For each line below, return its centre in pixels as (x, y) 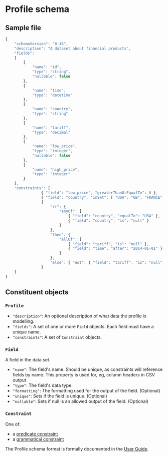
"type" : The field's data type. (42, 385)
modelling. (23, 321)
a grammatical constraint (38, 439)
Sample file (23, 28)
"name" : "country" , (52, 109)
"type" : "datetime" (52, 95)
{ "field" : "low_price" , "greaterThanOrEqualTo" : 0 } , (99, 193)
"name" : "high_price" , (56, 169)
